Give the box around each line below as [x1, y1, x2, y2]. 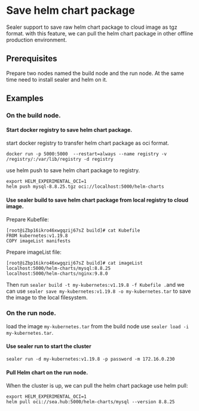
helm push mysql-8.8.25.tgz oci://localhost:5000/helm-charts [6, 184, 164, 190]
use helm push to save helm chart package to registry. [6, 167, 140, 174]
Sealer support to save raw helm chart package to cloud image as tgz [6, 23, 177, 31]
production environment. [6, 36, 67, 43]
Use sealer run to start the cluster [6, 343, 91, 350]
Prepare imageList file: [6, 248, 62, 256]
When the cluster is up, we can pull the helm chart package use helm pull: [6, 382, 188, 389]
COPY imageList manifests [6, 238, 71, 244]
